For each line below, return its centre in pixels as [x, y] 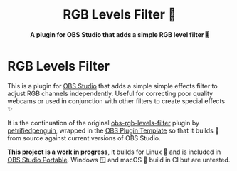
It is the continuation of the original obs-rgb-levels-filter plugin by [104, 123]
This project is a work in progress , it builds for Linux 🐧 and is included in [114, 152]
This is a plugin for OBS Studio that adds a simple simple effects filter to [113, 85]
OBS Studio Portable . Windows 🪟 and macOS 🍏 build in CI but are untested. [119, 160]
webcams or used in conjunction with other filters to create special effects [116, 101]
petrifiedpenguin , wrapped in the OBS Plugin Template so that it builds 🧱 [113, 130]
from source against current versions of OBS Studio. [84, 138]
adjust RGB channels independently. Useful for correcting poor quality [110, 93]
